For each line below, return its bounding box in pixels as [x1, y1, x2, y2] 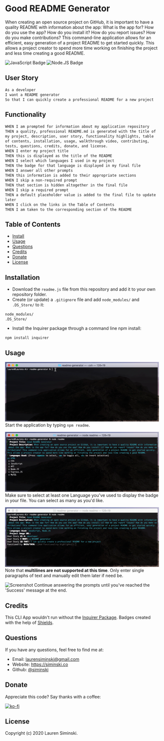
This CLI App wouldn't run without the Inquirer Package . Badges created [5, 614, 151, 620]
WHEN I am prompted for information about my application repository [5, 124, 150, 129]
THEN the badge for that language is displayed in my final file [5, 163, 141, 168]
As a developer [5, 87, 36, 92]
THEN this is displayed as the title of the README [5, 153, 112, 158]
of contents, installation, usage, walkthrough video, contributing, [5, 139, 150, 144]
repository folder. [12, 292, 47, 297]
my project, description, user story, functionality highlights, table [5, 134, 154, 139]
